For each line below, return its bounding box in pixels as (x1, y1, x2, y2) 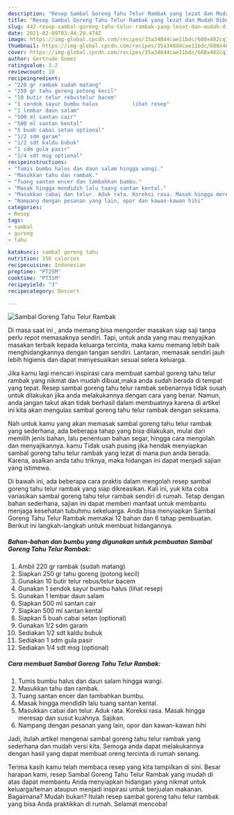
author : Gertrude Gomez (8, 56, 77, 63)
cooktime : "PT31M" (8, 274, 61, 281)
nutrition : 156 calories (8, 255, 80, 263)
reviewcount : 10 (8, 68, 55, 75)
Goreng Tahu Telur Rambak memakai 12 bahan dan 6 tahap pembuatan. (8, 514, 212, 522)
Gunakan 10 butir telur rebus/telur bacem (17, 577, 136, 586)
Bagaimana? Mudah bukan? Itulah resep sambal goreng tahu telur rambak (8, 793, 219, 801)
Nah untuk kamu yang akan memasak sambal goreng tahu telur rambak (8, 420, 212, 428)
